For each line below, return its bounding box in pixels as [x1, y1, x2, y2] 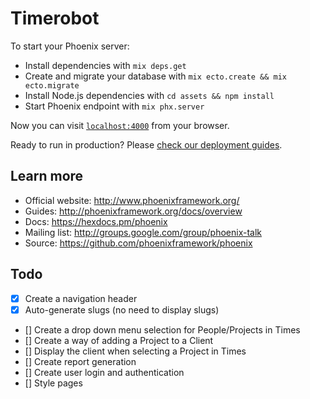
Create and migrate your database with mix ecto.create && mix [24, 70, 287, 82]
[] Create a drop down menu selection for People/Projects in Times [24, 323, 301, 336]
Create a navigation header [24, 292, 138, 304]
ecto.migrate [24, 80, 80, 91]
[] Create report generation [24, 355, 137, 367]
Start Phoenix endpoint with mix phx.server [24, 100, 205, 112]
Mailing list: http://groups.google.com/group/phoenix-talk [24, 226, 263, 238]
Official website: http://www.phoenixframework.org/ [24, 194, 240, 206]
